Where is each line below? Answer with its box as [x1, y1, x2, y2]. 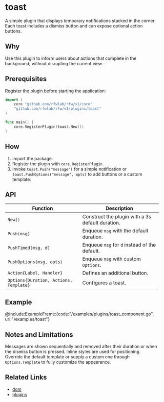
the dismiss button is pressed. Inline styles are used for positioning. [5, 349, 141, 354]
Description [105, 205, 133, 212]
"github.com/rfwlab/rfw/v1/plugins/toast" [14, 106, 102, 111]
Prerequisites [5, 75, 47, 83]
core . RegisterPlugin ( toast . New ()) [14, 124, 84, 129]
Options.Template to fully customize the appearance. [5, 359, 111, 365]
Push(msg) [7, 231, 30, 237]
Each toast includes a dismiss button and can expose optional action [5, 23, 143, 28]
